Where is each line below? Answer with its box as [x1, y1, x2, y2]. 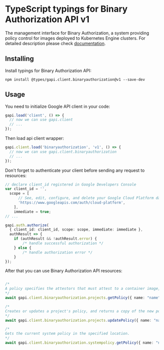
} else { [14, 245, 32, 250]
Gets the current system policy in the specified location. [5, 331, 130, 336]
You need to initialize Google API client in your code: [5, 103, 110, 109]
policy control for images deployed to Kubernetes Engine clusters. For [5, 35, 145, 41]
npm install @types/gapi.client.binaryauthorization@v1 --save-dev [5, 77, 145, 82]
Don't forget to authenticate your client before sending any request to [5, 167, 145, 173]
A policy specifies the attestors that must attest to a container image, [5, 286, 161, 291]
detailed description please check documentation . [5, 40, 106, 46]
